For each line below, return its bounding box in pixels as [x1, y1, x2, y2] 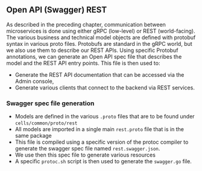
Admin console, [14, 77, 54, 85]
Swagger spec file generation [6, 99, 95, 108]
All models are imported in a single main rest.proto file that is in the [14, 126, 184, 133]
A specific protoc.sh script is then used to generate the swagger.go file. [14, 158, 192, 165]
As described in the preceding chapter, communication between [6, 21, 166, 28]
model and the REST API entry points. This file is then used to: [6, 59, 160, 66]
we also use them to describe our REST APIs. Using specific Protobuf [6, 47, 178, 54]
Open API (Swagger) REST [6, 5, 107, 15]
